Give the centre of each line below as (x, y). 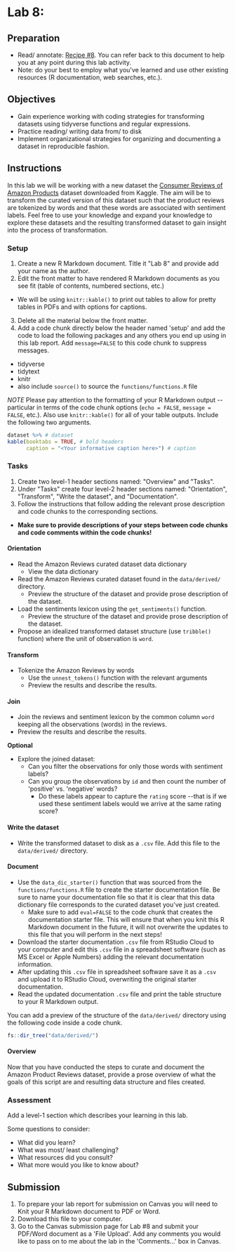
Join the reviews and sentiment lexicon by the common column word (116, 717)
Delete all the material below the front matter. (83, 320)
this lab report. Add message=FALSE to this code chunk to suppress (112, 343)
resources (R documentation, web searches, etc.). (90, 77)
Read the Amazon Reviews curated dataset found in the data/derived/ (119, 579)
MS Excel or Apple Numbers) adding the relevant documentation (111, 956)
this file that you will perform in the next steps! (95, 934)
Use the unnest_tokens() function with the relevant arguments (117, 678)
